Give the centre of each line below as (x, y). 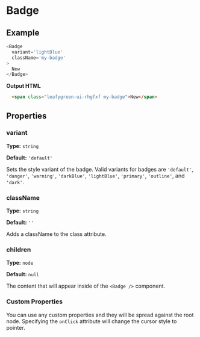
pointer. (16, 327)
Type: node (20, 263)
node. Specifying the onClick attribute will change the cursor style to (92, 321)
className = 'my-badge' (39, 58)
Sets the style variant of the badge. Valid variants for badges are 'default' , (100, 169)
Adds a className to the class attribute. (56, 234)
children (19, 250)
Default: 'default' (30, 158)
